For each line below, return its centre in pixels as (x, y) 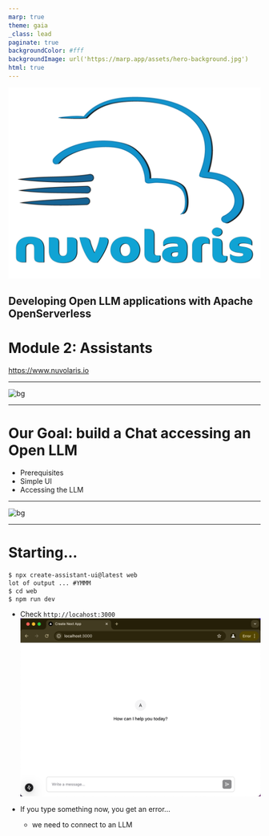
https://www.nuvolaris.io (49, 371)
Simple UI (36, 481)
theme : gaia (28, 25)
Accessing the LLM (52, 490)
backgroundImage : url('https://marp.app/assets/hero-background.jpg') (128, 59)
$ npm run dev (32, 599)
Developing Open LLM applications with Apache (131, 301)
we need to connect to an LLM (82, 825)
